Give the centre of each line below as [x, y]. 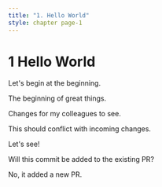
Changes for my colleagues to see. [65, 114]
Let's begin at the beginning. [54, 83]
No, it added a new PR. [45, 174]
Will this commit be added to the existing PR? [81, 159]
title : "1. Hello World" [49, 15]
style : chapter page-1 [45, 23]
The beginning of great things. [57, 98]
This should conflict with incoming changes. [80, 129]
